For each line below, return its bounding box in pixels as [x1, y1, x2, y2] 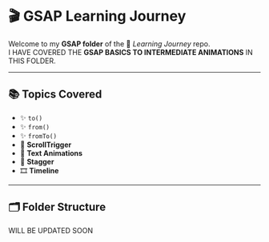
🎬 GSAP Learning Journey [8, 7, 187, 26]
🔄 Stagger [19, 157, 54, 166]
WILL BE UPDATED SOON [8, 225, 94, 235]
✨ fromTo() [19, 130, 58, 141]
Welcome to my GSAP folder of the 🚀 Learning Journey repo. [8, 38, 211, 49]
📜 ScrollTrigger [19, 140, 72, 149]
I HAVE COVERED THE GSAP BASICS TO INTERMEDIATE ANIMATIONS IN [8, 47, 254, 57]
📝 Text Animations [19, 148, 82, 157]
